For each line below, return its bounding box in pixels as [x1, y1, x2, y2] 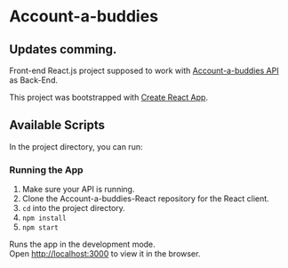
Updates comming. [9, 42, 117, 57]
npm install [21, 214, 67, 223]
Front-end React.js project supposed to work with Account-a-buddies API [9, 65, 279, 76]
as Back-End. [9, 75, 58, 85]
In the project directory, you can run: [9, 141, 143, 152]
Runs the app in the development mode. [9, 239, 156, 250]
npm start [21, 223, 60, 232]
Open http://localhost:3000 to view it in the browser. [9, 248, 201, 259]
